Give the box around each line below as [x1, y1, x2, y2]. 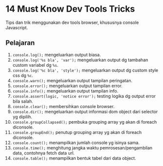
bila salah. [12, 98, 33, 104]
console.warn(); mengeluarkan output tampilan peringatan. [12, 77, 133, 83]
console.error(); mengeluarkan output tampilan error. [12, 83, 122, 89]
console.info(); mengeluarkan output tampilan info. [12, 88, 119, 93]
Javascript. [5, 24, 28, 30]
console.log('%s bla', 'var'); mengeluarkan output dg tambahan [12, 57, 148, 63]
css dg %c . [12, 72, 33, 78]
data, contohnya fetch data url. [12, 150, 75, 156]
